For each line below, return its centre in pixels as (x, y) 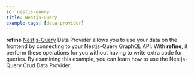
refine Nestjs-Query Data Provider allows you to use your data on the (92, 40)
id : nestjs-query (28, 12)
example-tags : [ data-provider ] (45, 23)
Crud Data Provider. (47, 65)
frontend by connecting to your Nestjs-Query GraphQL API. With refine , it (97, 46)
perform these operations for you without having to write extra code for (94, 53)
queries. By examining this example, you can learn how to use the (87, 59)
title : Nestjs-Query (32, 17)
